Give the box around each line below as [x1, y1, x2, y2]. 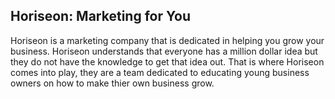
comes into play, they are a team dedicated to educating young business [10, 66, 310, 78]
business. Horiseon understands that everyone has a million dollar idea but [10, 45, 318, 57]
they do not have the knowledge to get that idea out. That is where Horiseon [10, 55, 325, 68]
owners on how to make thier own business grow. [10, 77, 215, 89]
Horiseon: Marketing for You [10, 8, 191, 25]
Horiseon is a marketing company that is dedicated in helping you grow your [10, 34, 325, 46]
